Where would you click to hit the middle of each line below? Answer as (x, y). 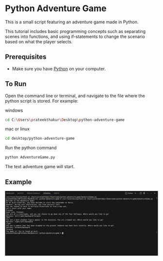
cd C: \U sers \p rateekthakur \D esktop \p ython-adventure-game (65, 120)
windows (14, 110)
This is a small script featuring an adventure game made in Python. (72, 22)
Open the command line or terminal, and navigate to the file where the (75, 96)
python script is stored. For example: (42, 101)
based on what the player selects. (39, 41)
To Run (16, 84)
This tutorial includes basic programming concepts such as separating (75, 31)
